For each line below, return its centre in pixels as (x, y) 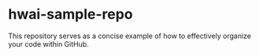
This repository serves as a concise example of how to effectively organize (130, 36)
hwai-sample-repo (70, 14)
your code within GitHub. (48, 44)
